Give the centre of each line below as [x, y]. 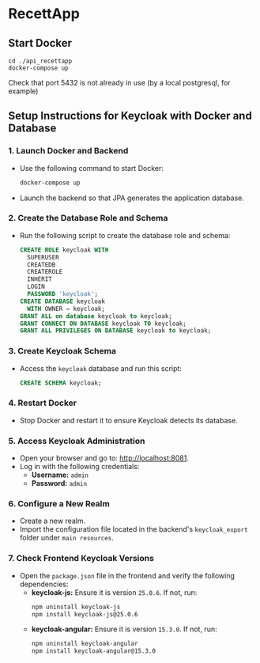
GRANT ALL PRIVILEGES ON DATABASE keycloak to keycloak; [115, 331]
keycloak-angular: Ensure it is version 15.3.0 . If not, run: [124, 629]
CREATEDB [41, 265]
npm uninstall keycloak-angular [85, 644]
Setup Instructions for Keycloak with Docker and [130, 116]
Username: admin [60, 475]
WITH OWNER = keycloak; [66, 309]
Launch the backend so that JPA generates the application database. [132, 198]
